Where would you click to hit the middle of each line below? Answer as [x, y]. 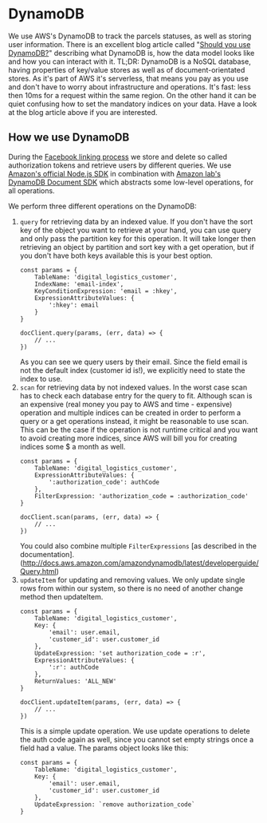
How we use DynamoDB [69, 138]
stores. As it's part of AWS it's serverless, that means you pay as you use [128, 78]
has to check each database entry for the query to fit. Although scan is [136, 395]
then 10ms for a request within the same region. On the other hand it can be [132, 95]
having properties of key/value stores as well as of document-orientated [127, 69]
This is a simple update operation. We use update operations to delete [135, 730]
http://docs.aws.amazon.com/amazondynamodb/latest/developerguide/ [141, 563]
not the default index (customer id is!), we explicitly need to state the [132, 370]
